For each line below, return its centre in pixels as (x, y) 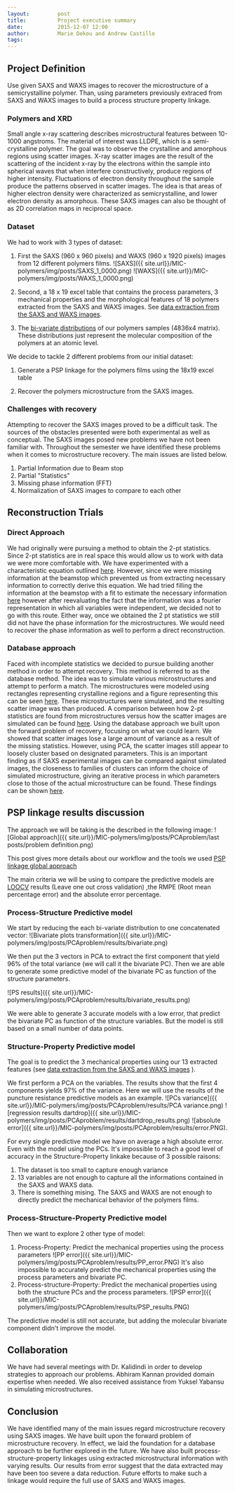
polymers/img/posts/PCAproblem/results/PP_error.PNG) (99, 1262)
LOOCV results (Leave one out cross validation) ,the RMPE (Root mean (109, 887)
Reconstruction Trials (55, 513)
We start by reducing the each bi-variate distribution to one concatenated (114, 927)
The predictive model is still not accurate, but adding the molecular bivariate (117, 1320)
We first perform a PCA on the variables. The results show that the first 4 (113, 1083)
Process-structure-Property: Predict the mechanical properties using (117, 1285)
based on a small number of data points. (66, 1028)
